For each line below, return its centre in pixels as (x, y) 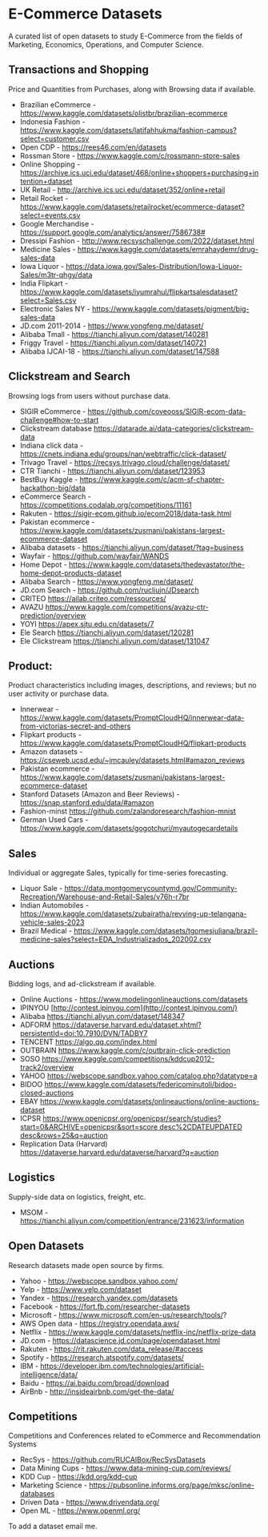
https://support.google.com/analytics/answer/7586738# (112, 232)
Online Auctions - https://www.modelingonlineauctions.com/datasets (134, 999)
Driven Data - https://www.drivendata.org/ (90, 1503)
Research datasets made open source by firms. (86, 1265)
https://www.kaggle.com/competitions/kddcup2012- (128, 1059)
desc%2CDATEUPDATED (201, 1127)
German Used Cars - (54, 820)
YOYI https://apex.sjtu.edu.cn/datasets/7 (87, 624)
